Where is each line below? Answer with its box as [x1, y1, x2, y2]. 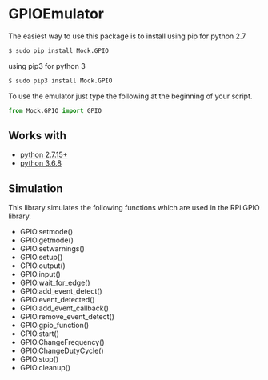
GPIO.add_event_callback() [19, 303, 110, 313]
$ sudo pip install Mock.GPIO [8, 46, 110, 54]
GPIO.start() [19, 329, 60, 338]
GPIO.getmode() [19, 235, 74, 245]
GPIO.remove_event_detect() [19, 312, 114, 322]
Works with [8, 129, 66, 142]
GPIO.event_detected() [19, 295, 95, 305]
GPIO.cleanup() [19, 363, 70, 373]
